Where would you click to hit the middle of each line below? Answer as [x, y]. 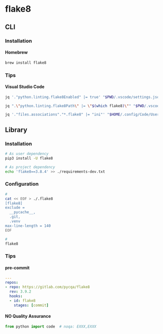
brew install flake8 [26, 63]
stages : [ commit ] [31, 305]
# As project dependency [30, 167]
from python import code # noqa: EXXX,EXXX [51, 326]
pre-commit [17, 268]
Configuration [22, 184]
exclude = [15, 208]
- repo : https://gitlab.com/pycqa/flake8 [48, 287]
